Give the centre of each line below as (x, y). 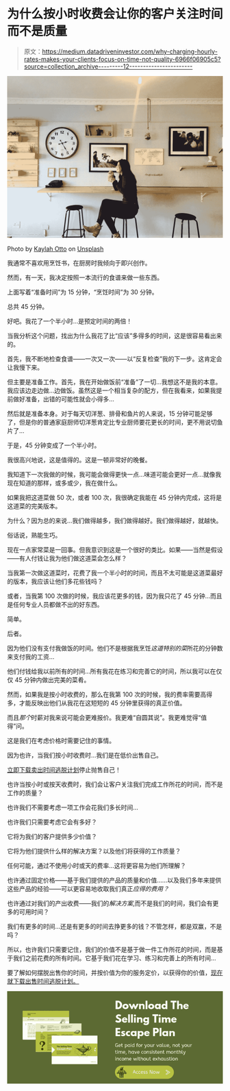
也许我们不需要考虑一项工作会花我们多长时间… (73, 807)
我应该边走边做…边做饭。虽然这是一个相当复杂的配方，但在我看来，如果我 (112, 390)
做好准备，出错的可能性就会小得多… (64, 399)
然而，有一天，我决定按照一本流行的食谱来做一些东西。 (85, 277)
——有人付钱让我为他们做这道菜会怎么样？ (67, 558)
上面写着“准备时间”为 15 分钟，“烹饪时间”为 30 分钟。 (82, 292)
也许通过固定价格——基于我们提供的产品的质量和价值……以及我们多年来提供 (114, 880)
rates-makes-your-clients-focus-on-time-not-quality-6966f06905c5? (122, 59)
